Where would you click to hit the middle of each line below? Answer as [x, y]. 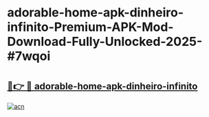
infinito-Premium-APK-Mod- [90, 27]
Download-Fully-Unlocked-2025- [105, 42]
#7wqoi [29, 56]
